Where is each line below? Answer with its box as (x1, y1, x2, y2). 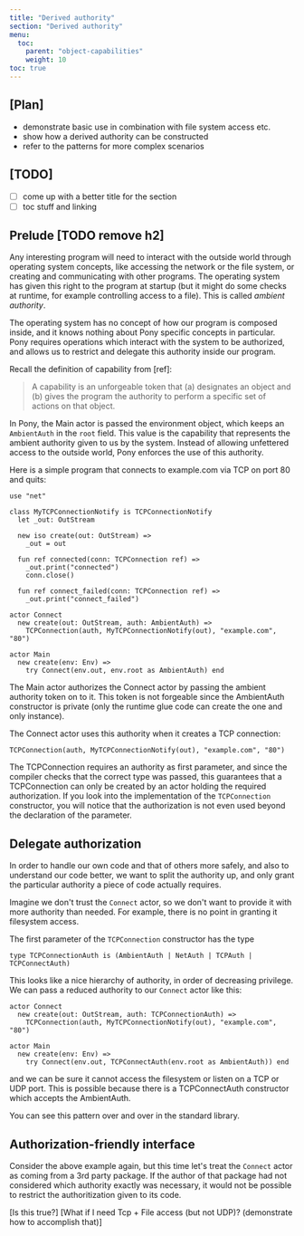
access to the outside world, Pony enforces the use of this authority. (9, 447, 264, 458)
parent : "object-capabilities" (25, 47, 144, 56)
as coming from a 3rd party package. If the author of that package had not (9, 1170, 288, 1182)
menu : (9, 30, 30, 39)
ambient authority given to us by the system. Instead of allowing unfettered (9, 437, 290, 448)
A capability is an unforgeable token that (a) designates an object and (31, 381, 291, 392)
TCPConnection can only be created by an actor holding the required (9, 781, 267, 792)
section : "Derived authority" (9, 22, 124, 31)
